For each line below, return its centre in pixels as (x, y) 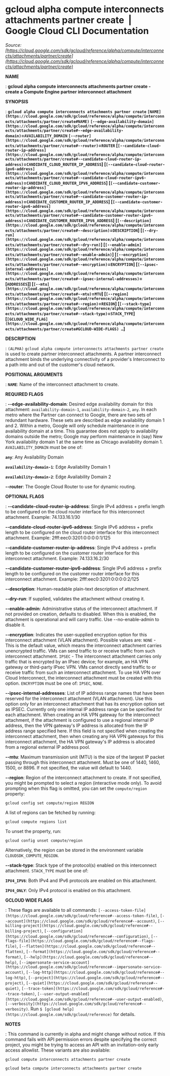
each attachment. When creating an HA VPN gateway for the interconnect (82, 715)
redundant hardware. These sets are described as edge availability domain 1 (85, 420)
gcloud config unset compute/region (44, 840)
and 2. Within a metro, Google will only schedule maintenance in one (77, 425)
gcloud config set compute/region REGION (50, 803)
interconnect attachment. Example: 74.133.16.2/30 (57, 558)
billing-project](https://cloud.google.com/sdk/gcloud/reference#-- (79, 926)
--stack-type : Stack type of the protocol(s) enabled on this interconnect (81, 865)
